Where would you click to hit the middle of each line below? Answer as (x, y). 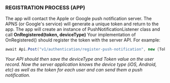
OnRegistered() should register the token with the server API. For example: (83, 40)
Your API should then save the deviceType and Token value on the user (80, 59)
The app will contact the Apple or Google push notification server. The (78, 19)
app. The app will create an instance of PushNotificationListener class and (83, 29)
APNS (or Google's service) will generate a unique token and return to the (82, 24)
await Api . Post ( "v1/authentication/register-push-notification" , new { (82, 50)
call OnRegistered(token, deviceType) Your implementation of (71, 35)
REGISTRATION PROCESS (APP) (45, 8)
